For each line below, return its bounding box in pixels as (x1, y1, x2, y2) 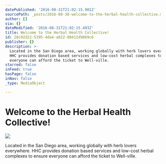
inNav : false (5, 76, 32, 81)
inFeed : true (5, 67, 32, 72)
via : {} (5, 21, 21, 26)
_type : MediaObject (5, 81, 45, 85)
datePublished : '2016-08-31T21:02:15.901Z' (5, 7, 96, 12)
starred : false (5, 62, 37, 67)
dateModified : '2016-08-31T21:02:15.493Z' (5, 26, 94, 31)
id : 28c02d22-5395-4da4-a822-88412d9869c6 (5, 35, 94, 40)
